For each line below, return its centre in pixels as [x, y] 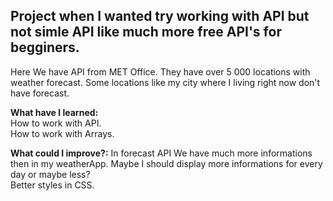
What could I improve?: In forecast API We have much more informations [161, 153]
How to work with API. [56, 123]
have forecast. [40, 93]
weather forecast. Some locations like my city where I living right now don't [165, 82]
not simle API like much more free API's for [146, 32]
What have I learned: [54, 112]
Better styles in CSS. [52, 185]
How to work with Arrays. [62, 133]
